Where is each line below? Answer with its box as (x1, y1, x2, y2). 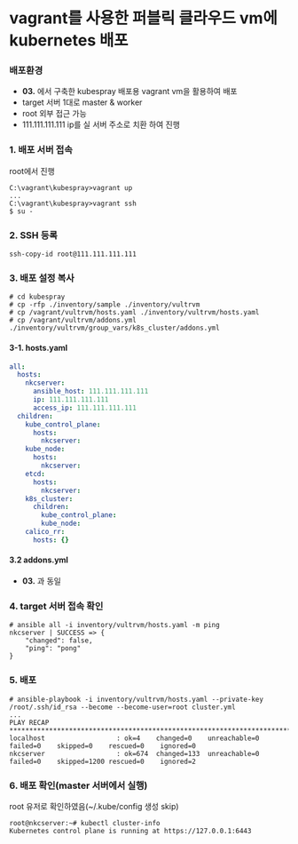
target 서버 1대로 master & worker (21, 97, 143, 107)
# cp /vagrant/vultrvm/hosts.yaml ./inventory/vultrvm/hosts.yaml (9, 308, 260, 317)
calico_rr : (25, 528, 66, 537)
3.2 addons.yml (9, 554, 69, 565)
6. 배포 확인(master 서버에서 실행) (9, 779, 148, 792)
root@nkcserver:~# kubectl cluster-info (9, 818, 161, 827)
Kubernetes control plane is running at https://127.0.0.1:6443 (9, 826, 252, 835)
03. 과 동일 (21, 576, 62, 586)
